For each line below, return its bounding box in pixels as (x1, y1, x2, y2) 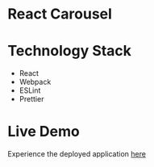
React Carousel (7, 5, 112, 23)
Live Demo (7, 123, 80, 141)
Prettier (19, 94, 44, 104)
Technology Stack (7, 42, 132, 61)
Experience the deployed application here (7, 149, 147, 159)
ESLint (19, 86, 41, 95)
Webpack (19, 77, 52, 87)
